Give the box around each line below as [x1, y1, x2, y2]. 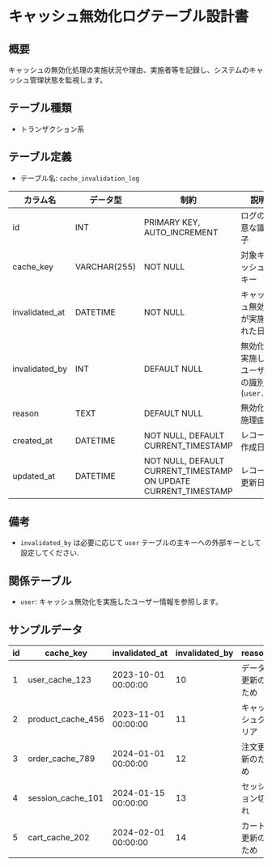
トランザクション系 [19, 124, 85, 133]
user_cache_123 [28, 675, 91, 686]
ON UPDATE [143, 475, 191, 486]
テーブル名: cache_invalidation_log [19, 173, 140, 183]
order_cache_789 [28, 753, 96, 764]
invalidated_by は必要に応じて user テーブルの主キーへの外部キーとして [19, 538, 261, 548]
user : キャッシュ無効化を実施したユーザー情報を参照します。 [19, 597, 223, 607]
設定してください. [19, 548, 79, 558]
